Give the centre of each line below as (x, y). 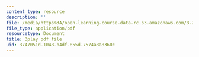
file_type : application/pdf (41, 28)
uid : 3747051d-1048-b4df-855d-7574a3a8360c (61, 45)
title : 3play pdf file (34, 39)
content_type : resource (36, 12)
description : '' (26, 17)
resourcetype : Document (36, 34)
